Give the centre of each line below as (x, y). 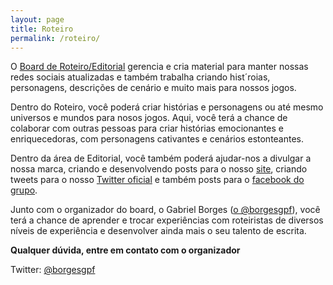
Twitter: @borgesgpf (53, 270)
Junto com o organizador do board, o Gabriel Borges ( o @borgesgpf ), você (165, 210)
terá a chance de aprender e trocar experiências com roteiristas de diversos (167, 220)
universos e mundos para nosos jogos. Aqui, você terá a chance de (149, 118)
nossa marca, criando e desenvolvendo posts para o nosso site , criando (159, 169)
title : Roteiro (42, 29)
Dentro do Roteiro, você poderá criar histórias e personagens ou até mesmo (167, 107)
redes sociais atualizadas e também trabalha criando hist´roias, (140, 77)
